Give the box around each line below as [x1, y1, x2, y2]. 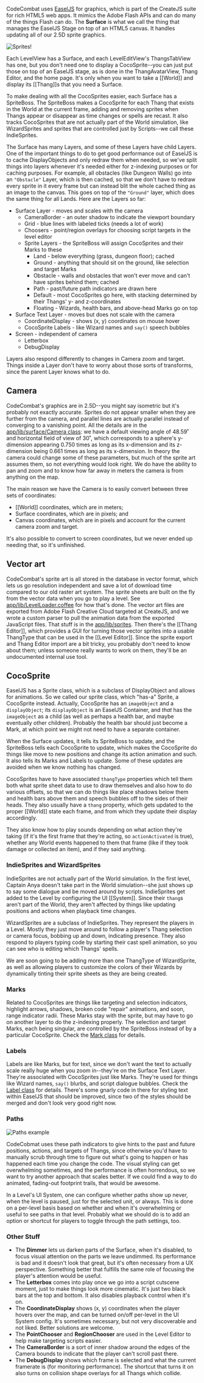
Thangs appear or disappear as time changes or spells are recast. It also [6, 112, 188, 119]
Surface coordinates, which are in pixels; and [15, 510, 129, 517]
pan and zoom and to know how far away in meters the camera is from [6, 466, 184, 474]
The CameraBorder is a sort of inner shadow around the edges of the [15, 1343, 190, 1351]
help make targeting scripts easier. [15, 1337, 102, 1344]
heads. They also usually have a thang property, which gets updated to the [6, 801, 194, 808]
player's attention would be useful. [15, 1272, 102, 1279]
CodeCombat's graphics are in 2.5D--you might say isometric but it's [6, 402, 180, 409]
